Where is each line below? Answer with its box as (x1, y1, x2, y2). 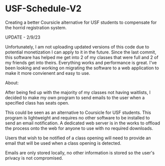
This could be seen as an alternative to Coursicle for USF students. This (5, 110, 152, 115)
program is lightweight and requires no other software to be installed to (5, 114, 150, 120)
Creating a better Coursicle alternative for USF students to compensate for (5, 19, 157, 25)
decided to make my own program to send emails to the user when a (5, 95, 145, 101)
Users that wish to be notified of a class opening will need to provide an (5, 135, 151, 141)
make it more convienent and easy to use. (5, 70, 90, 76)
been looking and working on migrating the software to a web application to (5, 65, 159, 71)
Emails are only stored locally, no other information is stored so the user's (5, 150, 155, 156)
